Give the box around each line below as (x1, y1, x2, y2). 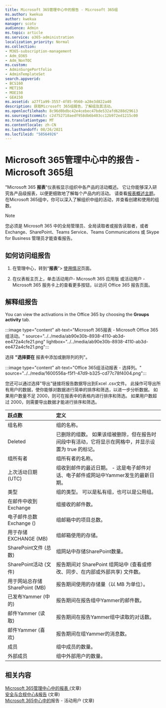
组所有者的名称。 (56, 455, 96, 462)
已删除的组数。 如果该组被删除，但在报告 (56, 431, 152, 437)
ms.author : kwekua (5, 12, 43, 17)
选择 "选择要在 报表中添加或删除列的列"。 (5, 354, 90, 360)
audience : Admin (5, 26, 39, 31)
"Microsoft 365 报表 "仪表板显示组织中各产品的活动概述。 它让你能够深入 (5, 184, 153, 190)
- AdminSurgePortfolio (5, 67, 52, 72)
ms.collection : (5, 44, 37, 49)
